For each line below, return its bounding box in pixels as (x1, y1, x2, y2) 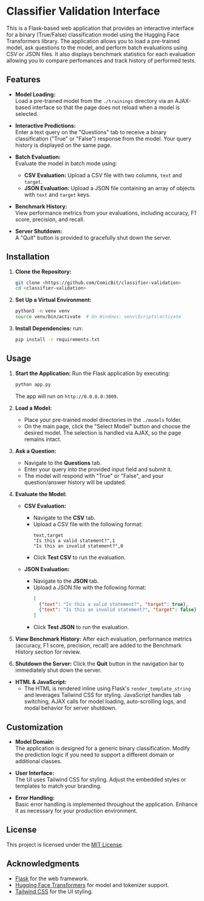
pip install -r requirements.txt (15, 337, 100, 343)
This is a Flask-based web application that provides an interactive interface (6, 24, 194, 32)
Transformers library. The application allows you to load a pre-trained (6, 37, 180, 45)
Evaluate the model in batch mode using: (15, 160, 117, 167)
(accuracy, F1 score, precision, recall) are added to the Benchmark (15, 642, 182, 649)
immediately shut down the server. (15, 666, 102, 674)
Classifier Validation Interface (6, 4, 160, 18)
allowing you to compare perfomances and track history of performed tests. (6, 57, 196, 64)
